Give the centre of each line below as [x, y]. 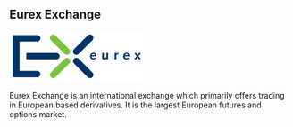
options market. [38, 114]
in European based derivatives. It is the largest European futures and [135, 105]
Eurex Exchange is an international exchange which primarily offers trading [147, 95]
